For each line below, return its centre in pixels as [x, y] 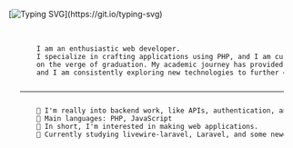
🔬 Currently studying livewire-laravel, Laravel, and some [152, 134]
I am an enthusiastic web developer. [108, 49]
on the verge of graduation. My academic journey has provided [160, 64]
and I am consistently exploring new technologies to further [157, 73]
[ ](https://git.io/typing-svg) [86, 14]
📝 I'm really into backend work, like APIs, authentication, [155, 111]
